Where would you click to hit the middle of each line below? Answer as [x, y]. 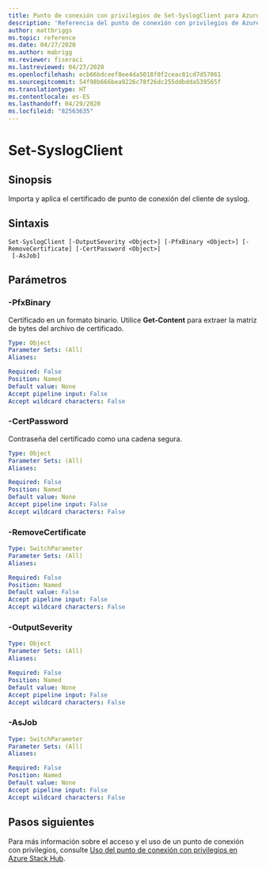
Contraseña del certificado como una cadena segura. [95, 439]
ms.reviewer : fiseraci [46, 60]
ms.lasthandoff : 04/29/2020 [55, 104]
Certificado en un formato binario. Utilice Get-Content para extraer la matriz [133, 320]
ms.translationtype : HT [47, 89]
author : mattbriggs [40, 30]
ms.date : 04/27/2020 [42, 45]
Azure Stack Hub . [37, 858]
